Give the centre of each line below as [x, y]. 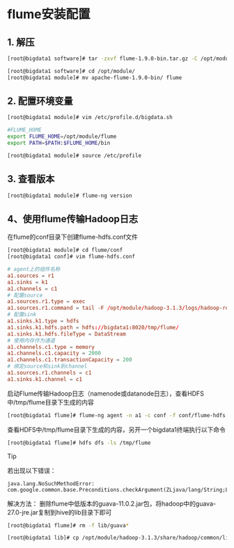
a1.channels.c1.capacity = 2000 [54, 353]
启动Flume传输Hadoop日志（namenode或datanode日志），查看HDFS [106, 393]
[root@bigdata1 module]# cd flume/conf [65, 250]
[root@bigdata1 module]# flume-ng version [70, 196]
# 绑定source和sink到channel [47, 366]
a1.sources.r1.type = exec [46, 302]
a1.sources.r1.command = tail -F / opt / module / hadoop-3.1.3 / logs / [104, 308]
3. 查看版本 [31, 179]
